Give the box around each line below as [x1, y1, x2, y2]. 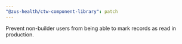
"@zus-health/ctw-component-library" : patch [5, 8, 118, 15]
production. [5, 31, 34, 38]
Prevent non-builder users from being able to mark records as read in [5, 25, 177, 32]
